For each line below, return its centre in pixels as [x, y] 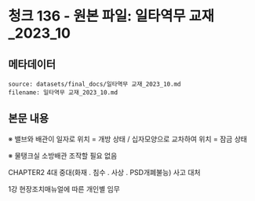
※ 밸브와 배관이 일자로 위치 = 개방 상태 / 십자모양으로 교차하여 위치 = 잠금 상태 [127, 139]
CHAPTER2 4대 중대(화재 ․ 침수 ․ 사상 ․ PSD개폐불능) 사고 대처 [104, 172]
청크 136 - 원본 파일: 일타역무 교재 [111, 16]
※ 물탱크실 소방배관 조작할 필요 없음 [63, 155]
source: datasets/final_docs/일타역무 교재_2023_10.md [95, 84]
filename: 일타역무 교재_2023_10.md [63, 93]
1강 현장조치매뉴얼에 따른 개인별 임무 [64, 188]
